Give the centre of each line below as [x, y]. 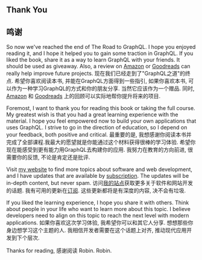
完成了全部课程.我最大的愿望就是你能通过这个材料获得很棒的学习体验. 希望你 [101, 142]
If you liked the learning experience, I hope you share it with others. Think [98, 203]
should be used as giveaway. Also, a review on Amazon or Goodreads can [98, 67]
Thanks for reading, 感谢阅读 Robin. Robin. [59, 251]
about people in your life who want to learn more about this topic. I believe [99, 209]
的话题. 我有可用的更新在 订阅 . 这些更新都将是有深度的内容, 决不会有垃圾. [96, 190]
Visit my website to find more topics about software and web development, [99, 169]
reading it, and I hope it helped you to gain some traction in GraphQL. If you [100, 53]
